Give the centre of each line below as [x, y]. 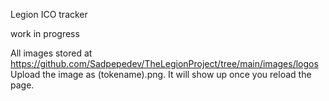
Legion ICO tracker [49, 14]
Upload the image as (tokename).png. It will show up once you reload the [161, 74]
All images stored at [51, 53]
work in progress [45, 33]
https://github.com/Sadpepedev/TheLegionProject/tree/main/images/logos [164, 63]
